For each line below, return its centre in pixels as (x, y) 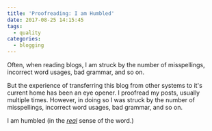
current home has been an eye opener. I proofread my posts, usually (104, 93)
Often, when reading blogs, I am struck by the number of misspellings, (106, 65)
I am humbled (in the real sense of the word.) (71, 120)
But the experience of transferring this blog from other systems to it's (105, 85)
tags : (15, 26)
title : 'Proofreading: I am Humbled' (61, 13)
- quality (27, 33)
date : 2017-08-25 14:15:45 (45, 20)
